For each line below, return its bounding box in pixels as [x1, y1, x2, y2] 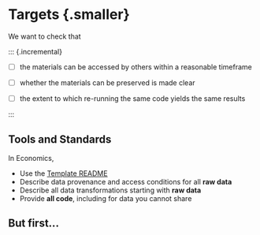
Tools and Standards [8, 132, 112, 146]
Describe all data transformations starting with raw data [19, 185, 202, 195]
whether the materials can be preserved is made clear [19, 78, 195, 88]
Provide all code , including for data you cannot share [19, 193, 192, 203]
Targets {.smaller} [8, 6, 130, 24]
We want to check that [8, 32, 81, 41]
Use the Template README [19, 168, 108, 178]
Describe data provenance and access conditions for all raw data [19, 177, 232, 186]
